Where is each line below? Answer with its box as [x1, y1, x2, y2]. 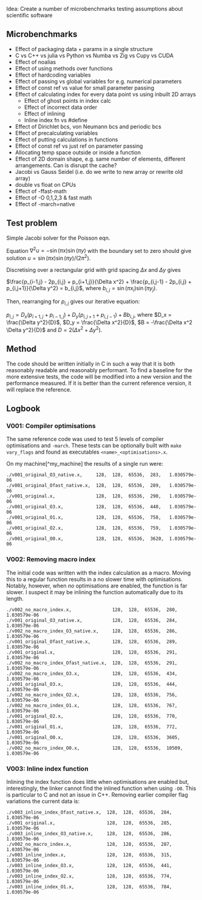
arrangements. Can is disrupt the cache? [15, 161, 117, 169]
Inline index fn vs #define [24, 116, 88, 123]
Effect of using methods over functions [15, 64, 113, 72]
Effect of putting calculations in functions [15, 136, 118, 143]
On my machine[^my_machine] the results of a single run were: [6, 460, 164, 468]
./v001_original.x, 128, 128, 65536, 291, [6, 649, 178, 656]
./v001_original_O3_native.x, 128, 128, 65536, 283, [6, 472, 162, 478]
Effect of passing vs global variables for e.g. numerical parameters [15, 77, 182, 85]
